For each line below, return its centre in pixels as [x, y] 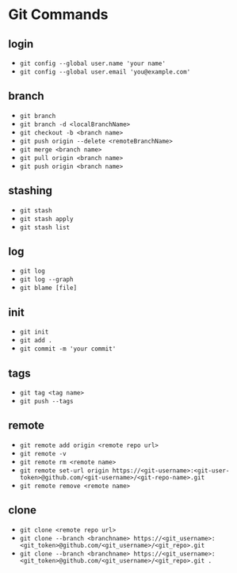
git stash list [45, 227]
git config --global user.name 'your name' [93, 63]
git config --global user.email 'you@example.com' [105, 72]
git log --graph [46, 280]
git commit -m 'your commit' [68, 349]
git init [34, 332]
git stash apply [46, 219]
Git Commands [58, 15]
